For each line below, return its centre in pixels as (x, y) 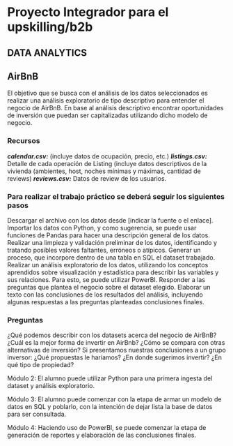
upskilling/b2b (50, 27)
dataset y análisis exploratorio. (51, 386)
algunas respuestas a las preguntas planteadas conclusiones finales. (106, 302)
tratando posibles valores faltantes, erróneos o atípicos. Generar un (104, 250)
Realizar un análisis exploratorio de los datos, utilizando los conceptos (108, 265)
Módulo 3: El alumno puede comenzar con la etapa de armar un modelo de (114, 399)
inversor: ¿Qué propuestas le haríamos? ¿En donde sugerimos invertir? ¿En (115, 357)
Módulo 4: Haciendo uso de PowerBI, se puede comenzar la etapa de (107, 428)
